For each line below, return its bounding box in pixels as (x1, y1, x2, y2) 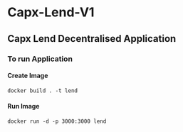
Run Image (7, 102, 40, 111)
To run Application (7, 54, 73, 64)
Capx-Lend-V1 (7, 4, 95, 21)
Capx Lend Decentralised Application (7, 33, 177, 45)
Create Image (7, 72, 48, 80)
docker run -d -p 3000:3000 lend (7, 118, 107, 125)
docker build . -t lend (7, 87, 78, 94)
